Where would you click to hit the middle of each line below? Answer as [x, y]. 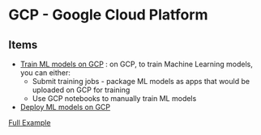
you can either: [45, 73]
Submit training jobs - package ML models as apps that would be [141, 81]
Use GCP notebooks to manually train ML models [114, 98]
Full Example [30, 122]
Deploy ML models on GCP [65, 107]
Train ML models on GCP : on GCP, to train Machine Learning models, [137, 64]
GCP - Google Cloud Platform [108, 15]
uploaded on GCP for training [81, 90]
